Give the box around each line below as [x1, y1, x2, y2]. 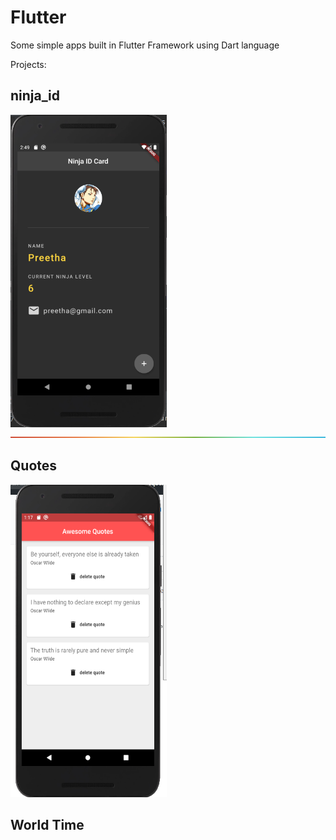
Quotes [10, 457, 58, 475]
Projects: [10, 58, 47, 70]
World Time [10, 816, 85, 833]
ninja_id [10, 87, 60, 105]
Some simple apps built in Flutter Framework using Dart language [10, 39, 280, 51]
